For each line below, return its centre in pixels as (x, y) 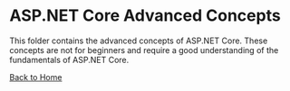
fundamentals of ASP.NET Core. (69, 59)
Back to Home (36, 77)
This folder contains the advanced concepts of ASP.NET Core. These (139, 41)
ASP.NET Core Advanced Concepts (145, 16)
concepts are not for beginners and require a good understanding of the (144, 50)
